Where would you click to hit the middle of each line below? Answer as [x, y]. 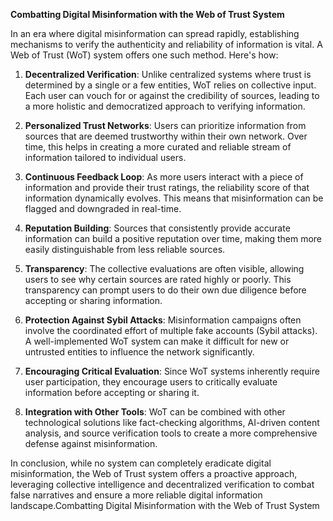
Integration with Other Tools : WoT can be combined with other [155, 412]
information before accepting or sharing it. [112, 392]
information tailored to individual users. [105, 157]
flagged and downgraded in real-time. [103, 208]
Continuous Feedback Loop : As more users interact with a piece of [164, 177]
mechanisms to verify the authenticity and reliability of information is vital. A [166, 44]
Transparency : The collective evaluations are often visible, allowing [164, 268]
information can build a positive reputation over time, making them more [173, 238]
